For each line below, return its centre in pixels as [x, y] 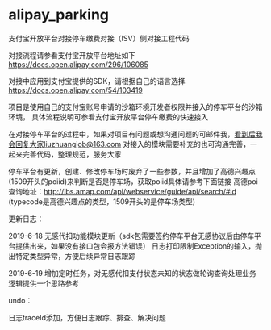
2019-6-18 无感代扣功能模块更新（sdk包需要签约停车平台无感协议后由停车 [131, 236]
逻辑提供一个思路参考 [44, 283]
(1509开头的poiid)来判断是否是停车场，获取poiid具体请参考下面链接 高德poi [133, 181]
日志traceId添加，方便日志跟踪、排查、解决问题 [88, 317]
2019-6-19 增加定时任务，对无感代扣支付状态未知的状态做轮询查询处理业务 [132, 273]
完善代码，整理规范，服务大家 [72, 154]
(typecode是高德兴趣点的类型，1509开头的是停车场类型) [102, 201]
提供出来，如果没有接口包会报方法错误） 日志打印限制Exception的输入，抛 [139, 246]
